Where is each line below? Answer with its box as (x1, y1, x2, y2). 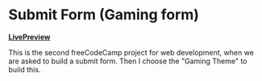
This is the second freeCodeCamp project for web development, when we (8, 47, 254, 57)
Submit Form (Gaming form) (8, 6, 200, 24)
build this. (8, 64, 41, 74)
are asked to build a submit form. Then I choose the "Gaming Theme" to (8, 56, 247, 66)
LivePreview (8, 32, 51, 42)
